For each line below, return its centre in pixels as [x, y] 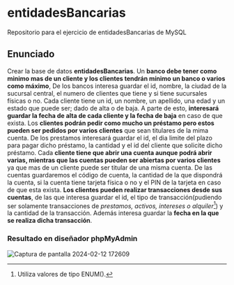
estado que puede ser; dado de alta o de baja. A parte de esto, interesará [113, 108]
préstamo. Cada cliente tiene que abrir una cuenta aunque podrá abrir [110, 152]
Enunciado [31, 54]
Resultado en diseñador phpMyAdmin [72, 239]
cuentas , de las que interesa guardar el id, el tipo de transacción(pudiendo [115, 197]
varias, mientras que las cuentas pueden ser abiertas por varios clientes [114, 160]
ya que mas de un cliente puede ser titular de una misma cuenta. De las [110, 167]
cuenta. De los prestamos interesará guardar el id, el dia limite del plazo [110, 138]
